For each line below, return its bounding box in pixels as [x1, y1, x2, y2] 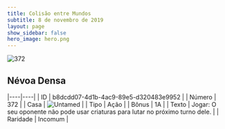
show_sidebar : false [7, 29, 67, 37]
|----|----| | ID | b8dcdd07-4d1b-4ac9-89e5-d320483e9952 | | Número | [7, 92, 217, 101]
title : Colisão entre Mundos [7, 10, 91, 17]
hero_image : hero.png [7, 36, 70, 43]
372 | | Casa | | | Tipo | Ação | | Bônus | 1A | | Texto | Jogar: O [7, 100, 217, 108]
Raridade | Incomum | [7, 115, 69, 123]
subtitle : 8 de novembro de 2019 [7, 17, 104, 23]
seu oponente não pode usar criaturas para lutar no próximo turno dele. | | [7, 108, 219, 116]
